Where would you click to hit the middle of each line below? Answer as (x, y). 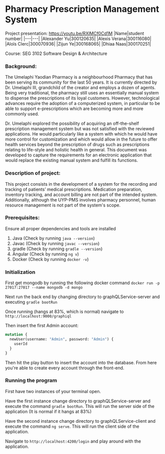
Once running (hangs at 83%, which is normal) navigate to (64, 312)
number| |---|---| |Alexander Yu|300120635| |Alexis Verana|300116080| (78, 39)
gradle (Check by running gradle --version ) (57, 249)
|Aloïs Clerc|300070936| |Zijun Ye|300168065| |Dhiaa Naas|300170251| (78, 44)
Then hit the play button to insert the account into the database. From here (81, 362)
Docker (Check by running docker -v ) (50, 259)
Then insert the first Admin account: (42, 326)
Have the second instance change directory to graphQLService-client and (80, 421)
